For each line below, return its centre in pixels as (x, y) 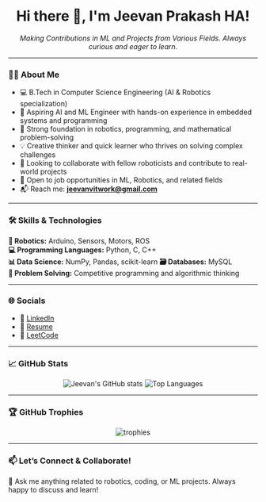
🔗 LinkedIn (37, 318)
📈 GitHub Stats (38, 363)
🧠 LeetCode (39, 335)
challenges (38, 155)
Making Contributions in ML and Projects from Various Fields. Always (133, 38)
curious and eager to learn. (133, 46)
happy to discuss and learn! (53, 489)
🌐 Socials (27, 301)
